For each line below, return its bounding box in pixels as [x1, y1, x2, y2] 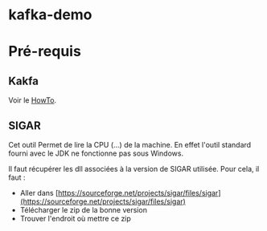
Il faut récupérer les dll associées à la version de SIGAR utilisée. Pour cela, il [8, 164, 260, 173]
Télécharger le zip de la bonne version [19, 205, 147, 214]
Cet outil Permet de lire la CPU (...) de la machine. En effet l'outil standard [8, 140, 252, 149]
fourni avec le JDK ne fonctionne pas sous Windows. [8, 148, 183, 158]
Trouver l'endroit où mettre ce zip [19, 214, 131, 223]
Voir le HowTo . [8, 95, 57, 105]
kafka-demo [8, 6, 92, 24]
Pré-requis [8, 43, 82, 61]
